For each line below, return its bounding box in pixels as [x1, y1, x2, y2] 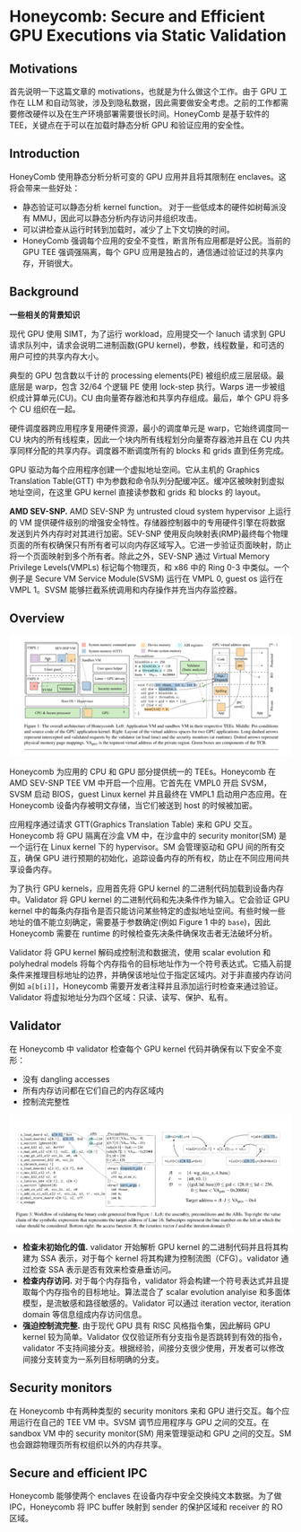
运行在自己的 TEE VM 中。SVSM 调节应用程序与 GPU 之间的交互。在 [16, 1416, 270, 1427]
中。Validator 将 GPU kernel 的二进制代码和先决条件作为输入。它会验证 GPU [9, 894, 290, 905]
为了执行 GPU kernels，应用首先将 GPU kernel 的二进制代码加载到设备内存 [9, 883, 285, 894]
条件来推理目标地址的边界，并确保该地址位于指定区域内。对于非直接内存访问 [9, 970, 292, 981]
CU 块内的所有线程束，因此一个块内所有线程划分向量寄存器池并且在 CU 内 [9, 434, 283, 445]
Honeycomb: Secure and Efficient [9, 6, 266, 27]
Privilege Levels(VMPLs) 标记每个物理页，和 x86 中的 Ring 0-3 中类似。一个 [9, 561, 289, 572]
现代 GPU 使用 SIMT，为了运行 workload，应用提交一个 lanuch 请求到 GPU [9, 328, 286, 339]
